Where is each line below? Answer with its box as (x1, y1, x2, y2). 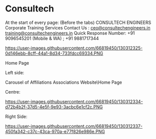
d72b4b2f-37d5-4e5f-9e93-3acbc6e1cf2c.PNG (5, 104, 103, 110)
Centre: (5, 89, 21, 95)
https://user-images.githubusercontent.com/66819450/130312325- (5, 45, 143, 51)
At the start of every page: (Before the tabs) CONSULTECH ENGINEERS (5, 19, 152, 25)
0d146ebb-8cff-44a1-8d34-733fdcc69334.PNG (5, 50, 103, 56)
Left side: (5, 69, 24, 75)
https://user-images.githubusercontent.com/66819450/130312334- (5, 98, 143, 105)
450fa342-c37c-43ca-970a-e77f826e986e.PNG (5, 128, 105, 135)
